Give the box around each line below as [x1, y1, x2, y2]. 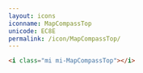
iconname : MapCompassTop [8, 19, 92, 28]
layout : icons [8, 11, 57, 20]
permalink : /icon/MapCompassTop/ [8, 34, 121, 43]
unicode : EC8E [8, 27, 57, 35]
